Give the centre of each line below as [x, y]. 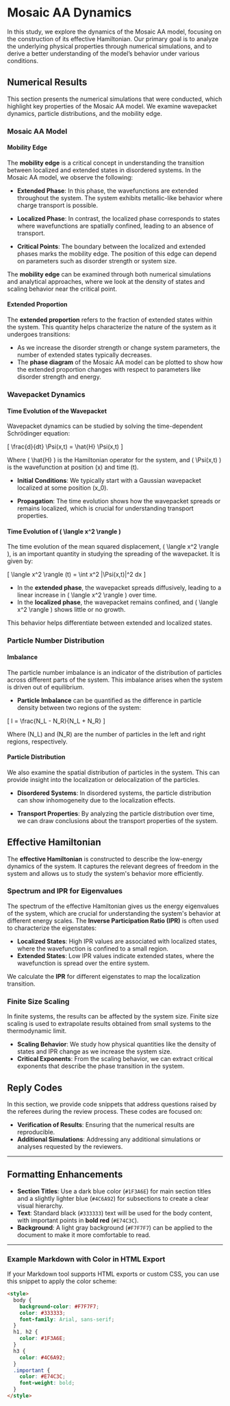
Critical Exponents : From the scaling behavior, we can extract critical [115, 1059]
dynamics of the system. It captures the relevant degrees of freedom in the [113, 866]
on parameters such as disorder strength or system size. [97, 261]
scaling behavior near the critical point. [62, 289]
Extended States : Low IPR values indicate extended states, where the [115, 955]
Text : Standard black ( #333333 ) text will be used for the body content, [115, 1213]
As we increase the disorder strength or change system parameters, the [118, 348]
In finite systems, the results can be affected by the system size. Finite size [113, 1016]
